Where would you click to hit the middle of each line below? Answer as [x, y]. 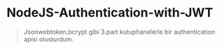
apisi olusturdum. [49, 39]
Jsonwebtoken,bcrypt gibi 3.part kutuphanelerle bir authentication [119, 32]
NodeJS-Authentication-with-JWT [110, 13]
